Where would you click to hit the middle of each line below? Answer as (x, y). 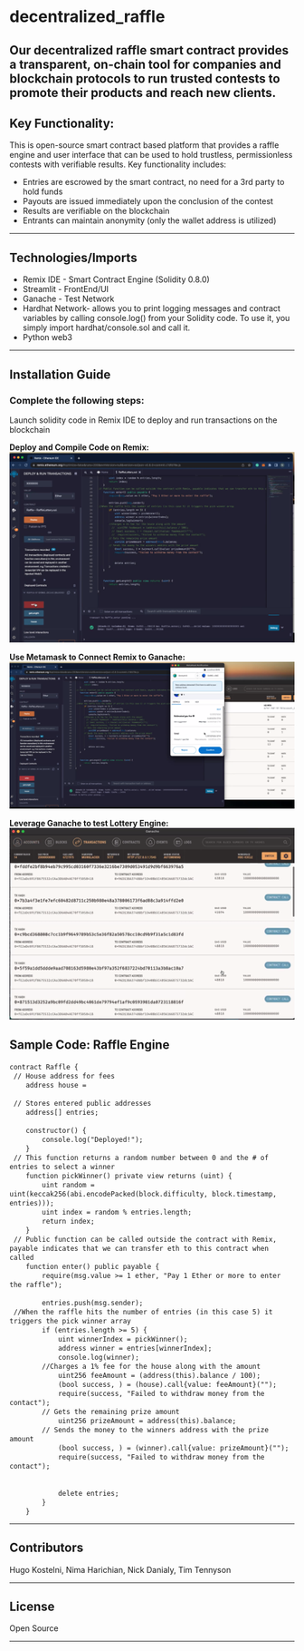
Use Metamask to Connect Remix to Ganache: (97, 657)
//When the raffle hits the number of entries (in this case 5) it (143, 1312)
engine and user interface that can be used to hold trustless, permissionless (151, 155)
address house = (57, 1085)
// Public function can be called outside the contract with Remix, (145, 1239)
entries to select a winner (62, 1167)
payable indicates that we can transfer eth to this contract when (139, 1248)
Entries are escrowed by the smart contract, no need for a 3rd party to (153, 182)
